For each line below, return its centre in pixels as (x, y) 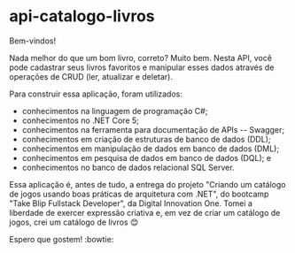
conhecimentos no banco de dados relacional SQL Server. (128, 167)
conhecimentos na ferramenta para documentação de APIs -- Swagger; (153, 129)
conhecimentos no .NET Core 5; (81, 120)
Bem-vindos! (32, 41)
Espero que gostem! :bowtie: (62, 239)
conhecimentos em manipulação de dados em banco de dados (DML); (151, 149)
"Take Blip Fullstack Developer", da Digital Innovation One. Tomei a (131, 203)
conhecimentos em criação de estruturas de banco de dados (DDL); (146, 139)
